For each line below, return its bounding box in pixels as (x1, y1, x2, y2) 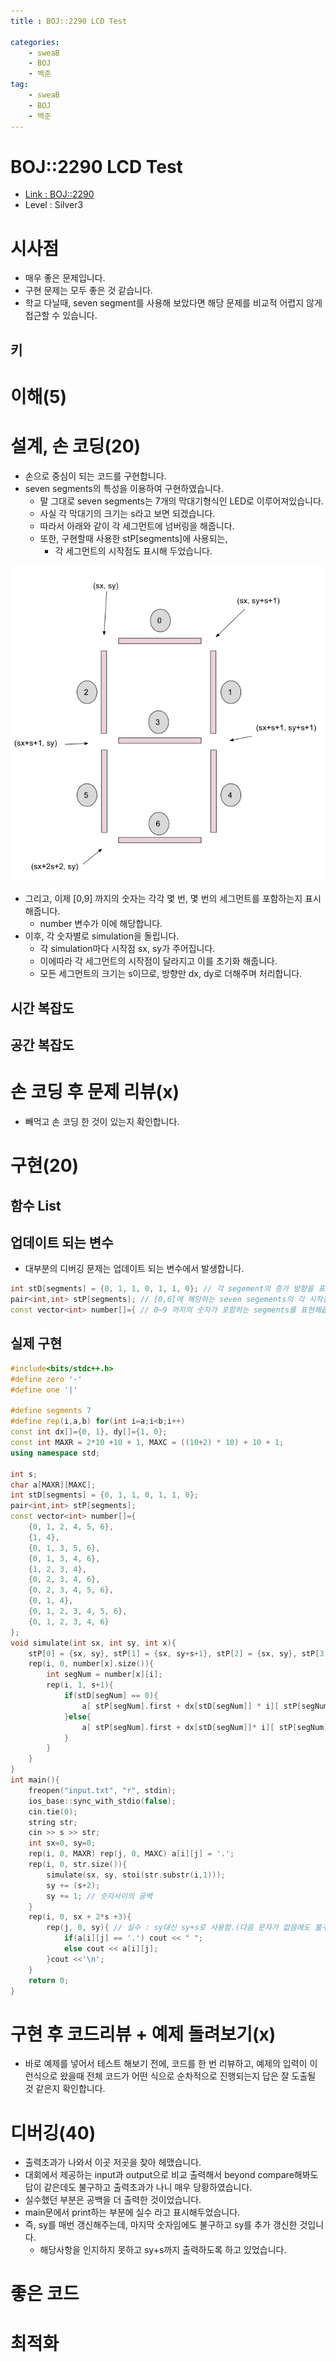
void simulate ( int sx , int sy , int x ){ (10, 1638, 177, 1648)
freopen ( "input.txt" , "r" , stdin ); (28, 1785, 177, 1795)
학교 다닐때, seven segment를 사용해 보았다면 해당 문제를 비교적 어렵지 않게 (24, 297, 323, 309)
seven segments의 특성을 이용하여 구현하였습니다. (24, 482, 224, 494)
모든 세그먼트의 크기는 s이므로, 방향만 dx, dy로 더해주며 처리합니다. (39, 968, 303, 980)
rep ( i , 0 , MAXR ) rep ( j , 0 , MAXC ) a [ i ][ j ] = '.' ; (28, 1849, 235, 1859)
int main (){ (10, 1775, 60, 1785)
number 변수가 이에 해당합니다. (39, 918, 163, 930)
